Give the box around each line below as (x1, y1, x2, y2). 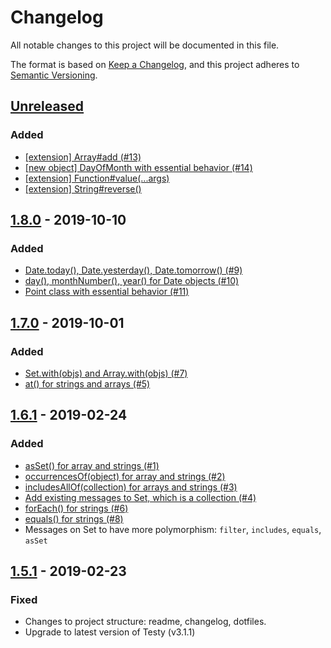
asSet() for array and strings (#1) (24, 459, 160, 471)
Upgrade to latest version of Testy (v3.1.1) (24, 626, 196, 638)
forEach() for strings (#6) (24, 502, 129, 514)
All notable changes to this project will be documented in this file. (10, 39, 280, 51)
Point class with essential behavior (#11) (24, 286, 190, 298)
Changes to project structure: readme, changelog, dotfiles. (24, 616, 267, 628)
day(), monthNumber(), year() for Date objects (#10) (24, 275, 240, 287)
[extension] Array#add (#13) (24, 151, 142, 163)
